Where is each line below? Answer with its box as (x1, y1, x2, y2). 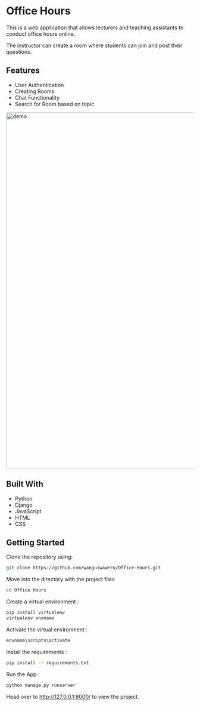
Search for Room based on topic (14, 100, 95, 107)
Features (6, 66, 40, 76)
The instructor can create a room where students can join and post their (6, 42, 183, 49)
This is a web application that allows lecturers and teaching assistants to (6, 24, 184, 31)
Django (14, 501, 33, 508)
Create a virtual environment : (6, 598, 79, 605)
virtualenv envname (6, 615, 55, 621)
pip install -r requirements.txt (6, 659, 89, 666)
